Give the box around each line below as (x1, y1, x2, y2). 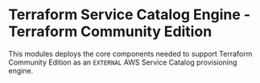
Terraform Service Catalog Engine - (8, 6, 251, 24)
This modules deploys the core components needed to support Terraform (8, 49, 253, 58)
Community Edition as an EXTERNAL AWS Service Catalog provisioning (8, 57, 237, 67)
